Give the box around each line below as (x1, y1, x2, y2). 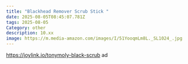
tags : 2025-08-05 (6, 19, 49, 25)
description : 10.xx (6, 30, 54, 36)
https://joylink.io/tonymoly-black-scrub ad (6, 52, 108, 58)
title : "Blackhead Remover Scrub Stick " (6, 8, 109, 15)
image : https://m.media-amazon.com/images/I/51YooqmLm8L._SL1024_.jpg (6, 35, 183, 41)
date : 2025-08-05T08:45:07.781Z (6, 14, 85, 20)
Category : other (6, 24, 46, 31)
